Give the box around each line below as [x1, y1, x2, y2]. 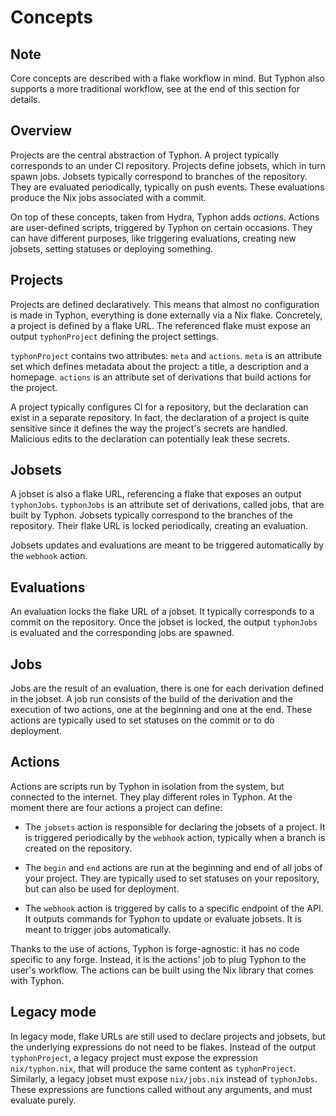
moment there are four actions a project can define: [10, 801, 223, 813]
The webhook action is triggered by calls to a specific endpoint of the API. [24, 902, 324, 914]
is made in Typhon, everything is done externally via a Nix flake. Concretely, [10, 309, 323, 321]
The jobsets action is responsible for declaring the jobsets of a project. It [24, 821, 326, 833]
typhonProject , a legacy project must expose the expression [10, 1051, 258, 1063]
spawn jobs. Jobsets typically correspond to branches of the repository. [10, 170, 308, 182]
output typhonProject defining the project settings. [10, 330, 219, 342]
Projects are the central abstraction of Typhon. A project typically [10, 149, 280, 161]
